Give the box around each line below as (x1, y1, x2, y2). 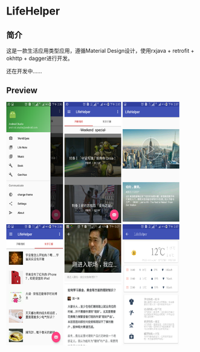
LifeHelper (6, 4, 60, 18)
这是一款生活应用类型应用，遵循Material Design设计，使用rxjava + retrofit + (6, 47, 195, 54)
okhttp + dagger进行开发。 (6, 55, 74, 62)
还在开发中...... (6, 68, 42, 75)
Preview (6, 85, 38, 96)
